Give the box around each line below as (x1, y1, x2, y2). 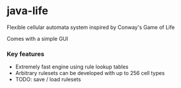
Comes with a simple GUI (7, 35, 69, 42)
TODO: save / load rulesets (15, 76, 82, 83)
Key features (7, 50, 45, 58)
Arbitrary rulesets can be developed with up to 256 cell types (15, 70, 165, 77)
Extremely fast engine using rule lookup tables (15, 63, 129, 70)
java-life (7, 4, 49, 18)
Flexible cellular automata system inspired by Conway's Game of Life (7, 24, 175, 31)
